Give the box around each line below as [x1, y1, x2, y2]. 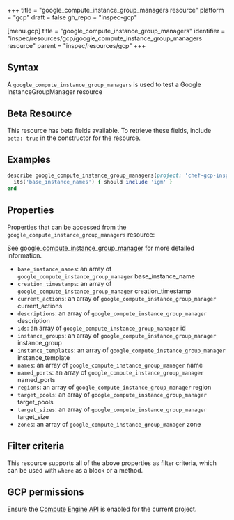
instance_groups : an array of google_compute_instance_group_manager [17, 331, 217, 340]
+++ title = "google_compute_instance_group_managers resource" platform [7, 6, 224, 14]
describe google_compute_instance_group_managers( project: [7, 172, 182, 180]
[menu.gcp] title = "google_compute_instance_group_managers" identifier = [7, 27, 226, 35]
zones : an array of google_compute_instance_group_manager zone [17, 420, 201, 428]
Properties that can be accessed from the [7, 223, 127, 231]
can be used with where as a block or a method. [7, 466, 143, 474]
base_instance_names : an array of [17, 265, 112, 273]
